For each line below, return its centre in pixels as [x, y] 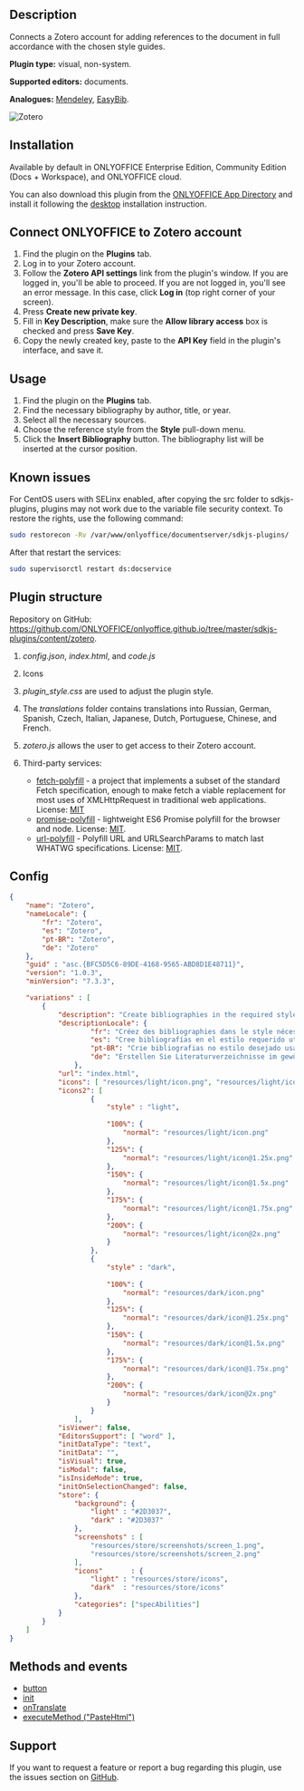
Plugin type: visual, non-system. [70, 63]
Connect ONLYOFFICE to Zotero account [126, 232]
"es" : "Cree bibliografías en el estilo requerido [187, 1040]
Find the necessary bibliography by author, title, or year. [127, 411]
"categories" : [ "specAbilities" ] [137, 1605]
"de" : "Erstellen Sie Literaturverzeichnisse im [184, 1057]
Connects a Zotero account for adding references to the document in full [145, 36]
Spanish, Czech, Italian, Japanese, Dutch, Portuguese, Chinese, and [150, 718]
